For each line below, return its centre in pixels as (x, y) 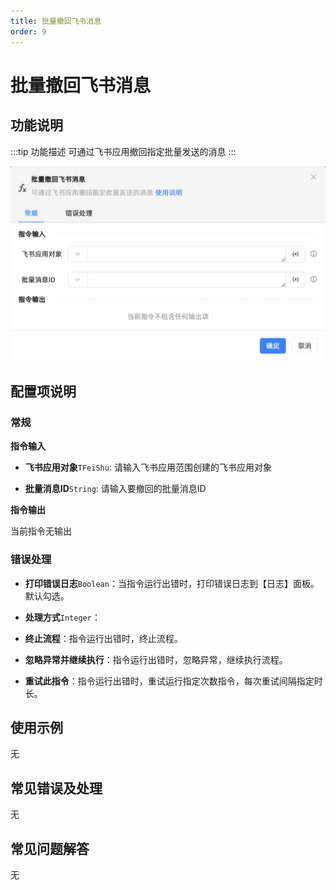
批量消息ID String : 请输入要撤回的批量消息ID (115, 489)
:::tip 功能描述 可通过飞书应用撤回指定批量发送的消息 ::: (123, 151)
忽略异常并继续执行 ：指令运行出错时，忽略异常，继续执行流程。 (156, 659)
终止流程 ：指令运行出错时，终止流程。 (103, 638)
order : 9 (28, 31)
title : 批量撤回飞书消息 (56, 21)
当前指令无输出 (41, 531)
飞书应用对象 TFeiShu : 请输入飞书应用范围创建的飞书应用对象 (148, 467)
